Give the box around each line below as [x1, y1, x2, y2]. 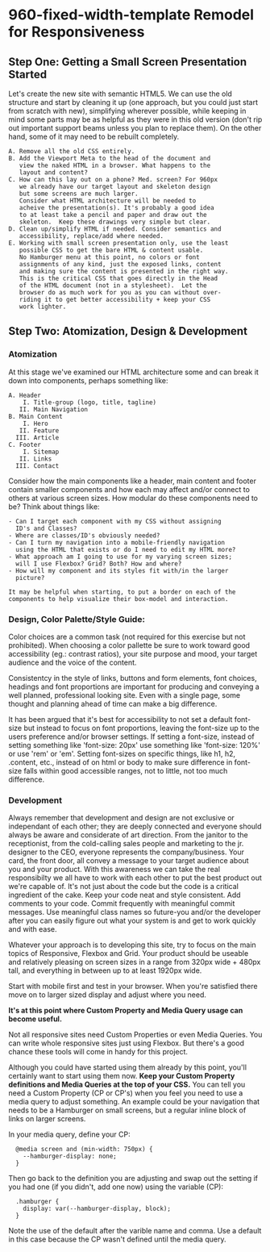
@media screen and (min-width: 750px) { [15, 1146, 153, 1154]
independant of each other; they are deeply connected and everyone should [8, 821, 262, 832]
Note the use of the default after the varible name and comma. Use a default [8, 1226, 262, 1236]
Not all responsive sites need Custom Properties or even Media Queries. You [8, 1030, 263, 1040]
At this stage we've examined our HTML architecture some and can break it [8, 367, 260, 377]
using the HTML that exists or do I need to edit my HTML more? [15, 545, 236, 553]
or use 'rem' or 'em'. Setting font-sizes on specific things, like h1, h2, [8, 749, 236, 758]
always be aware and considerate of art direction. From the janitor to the [8, 830, 248, 840]
